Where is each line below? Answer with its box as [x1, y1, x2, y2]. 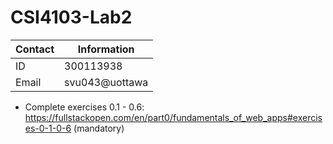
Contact [15, 42, 55, 56]
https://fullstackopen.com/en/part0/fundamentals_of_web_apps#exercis [24, 111, 323, 123]
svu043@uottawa [64, 75, 149, 89]
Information [77, 42, 135, 56]
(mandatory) [73, 122, 125, 134]
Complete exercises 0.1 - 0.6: [24, 101, 145, 113]
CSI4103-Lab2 [10, 6, 133, 29]
